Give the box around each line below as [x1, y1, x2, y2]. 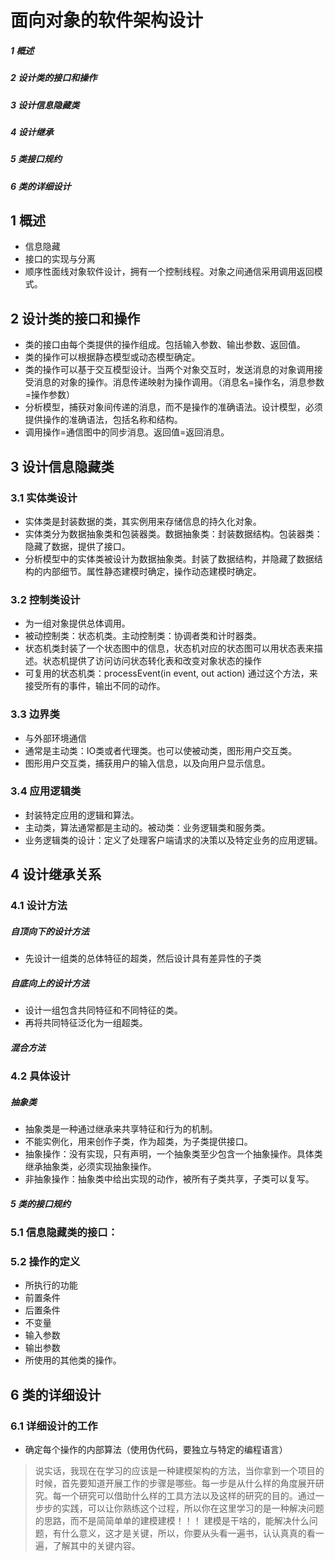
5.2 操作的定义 [10, 1254, 81, 1268]
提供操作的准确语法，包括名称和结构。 [24, 414, 183, 426]
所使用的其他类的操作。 [24, 1354, 122, 1366]
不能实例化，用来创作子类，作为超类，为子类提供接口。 [24, 1136, 253, 1148]
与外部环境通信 [24, 732, 87, 744]
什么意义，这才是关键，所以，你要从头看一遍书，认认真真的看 [61, 1527, 316, 1539]
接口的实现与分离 [24, 253, 96, 265]
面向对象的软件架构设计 [10, 9, 204, 32]
